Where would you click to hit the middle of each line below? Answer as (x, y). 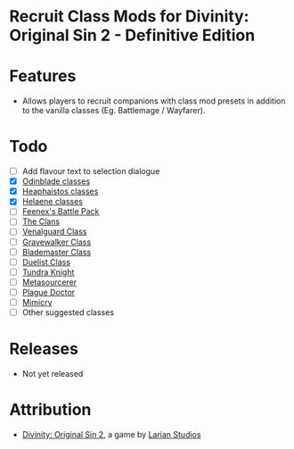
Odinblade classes (56, 181)
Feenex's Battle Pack (61, 212)
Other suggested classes (68, 312)
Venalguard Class (54, 232)
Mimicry (37, 302)
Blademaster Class (57, 252)
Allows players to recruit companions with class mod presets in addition (154, 101)
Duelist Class (46, 262)
